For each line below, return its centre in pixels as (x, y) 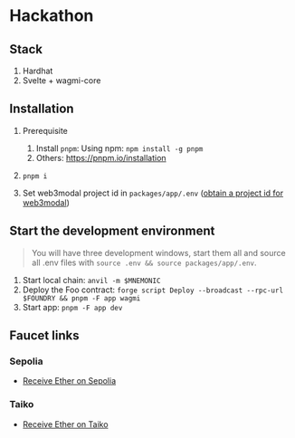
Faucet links (44, 336)
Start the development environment (112, 231)
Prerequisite (45, 130)
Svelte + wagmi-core (62, 81)
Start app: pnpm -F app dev (72, 307)
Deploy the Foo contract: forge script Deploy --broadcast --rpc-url (152, 290)
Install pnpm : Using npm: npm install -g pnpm (119, 148)
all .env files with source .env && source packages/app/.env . (144, 262)
